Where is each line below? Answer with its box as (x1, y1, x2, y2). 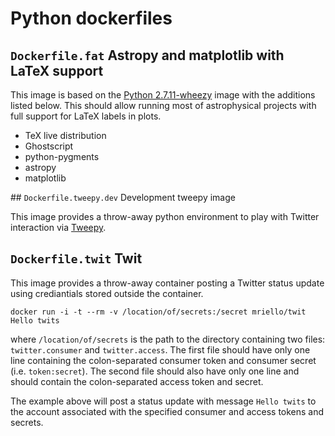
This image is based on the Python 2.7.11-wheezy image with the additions (10, 89, 316, 101)
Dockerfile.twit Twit (10, 250, 143, 267)
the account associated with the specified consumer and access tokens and (10, 405, 325, 417)
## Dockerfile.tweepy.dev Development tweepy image (10, 192, 236, 203)
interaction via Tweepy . (10, 222, 107, 233)
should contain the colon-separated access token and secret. (10, 375, 264, 387)
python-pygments (24, 151, 100, 162)
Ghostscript (24, 140, 74, 152)
